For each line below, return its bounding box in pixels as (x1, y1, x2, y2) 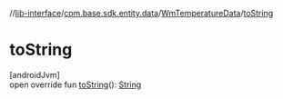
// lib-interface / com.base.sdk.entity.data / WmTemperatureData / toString (9, 8, 274, 18)
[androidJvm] (9, 69, 61, 80)
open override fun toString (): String (9, 79, 142, 90)
